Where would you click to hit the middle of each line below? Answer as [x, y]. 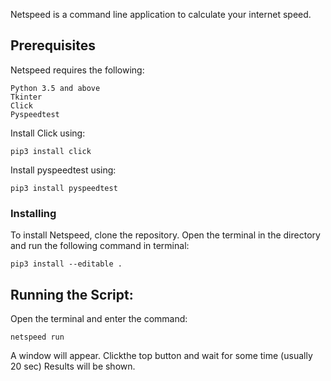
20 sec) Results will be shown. [73, 366]
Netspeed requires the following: [77, 70]
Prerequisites [53, 45]
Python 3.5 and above [55, 88]
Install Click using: [48, 133]
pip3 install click [51, 151]
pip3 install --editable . [66, 264]
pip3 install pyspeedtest [64, 188]
